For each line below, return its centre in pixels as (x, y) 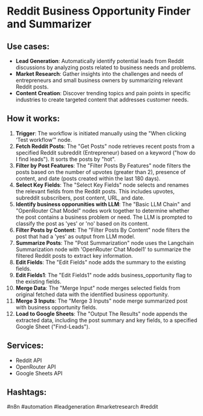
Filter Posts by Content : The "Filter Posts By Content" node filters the (102, 230)
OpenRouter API (36, 367)
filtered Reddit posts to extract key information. (74, 255)
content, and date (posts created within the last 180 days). (88, 178)
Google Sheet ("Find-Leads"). (53, 326)
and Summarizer (49, 24)
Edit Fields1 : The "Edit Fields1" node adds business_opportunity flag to (104, 275)
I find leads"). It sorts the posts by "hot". (66, 159)
